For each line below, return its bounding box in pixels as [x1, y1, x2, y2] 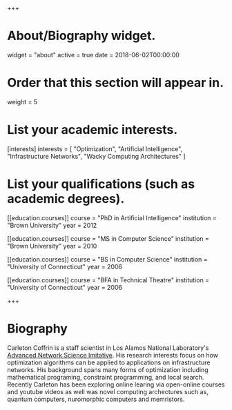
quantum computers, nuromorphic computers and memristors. [7, 395, 185, 403]
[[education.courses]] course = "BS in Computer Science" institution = [7, 255, 209, 263]
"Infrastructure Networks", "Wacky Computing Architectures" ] [7, 152, 186, 160]
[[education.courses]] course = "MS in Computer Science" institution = [7, 234, 209, 242]
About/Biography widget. [7, 28, 156, 43]
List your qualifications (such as [7, 177, 195, 192]
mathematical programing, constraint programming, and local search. [7, 373, 204, 381]
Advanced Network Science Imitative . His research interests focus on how [7, 351, 219, 359]
